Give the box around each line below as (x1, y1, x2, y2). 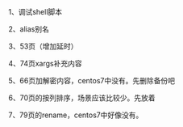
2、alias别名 (8, 24, 50, 34)
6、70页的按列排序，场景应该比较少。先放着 (8, 93, 156, 103)
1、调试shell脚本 (8, 7, 63, 16)
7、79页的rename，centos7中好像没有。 (8, 110, 143, 120)
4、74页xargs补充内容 (8, 59, 82, 68)
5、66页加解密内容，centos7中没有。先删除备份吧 (8, 76, 176, 85)
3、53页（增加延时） (8, 41, 78, 51)
